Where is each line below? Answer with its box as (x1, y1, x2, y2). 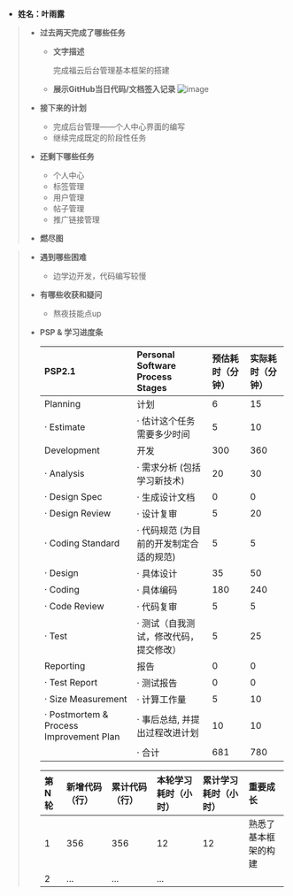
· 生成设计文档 (136, 491, 196, 503)
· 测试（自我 (136, 617, 187, 629)
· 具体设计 (136, 568, 178, 579)
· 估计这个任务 (136, 415, 196, 427)
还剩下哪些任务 (39, 151, 95, 162)
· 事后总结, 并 (136, 714, 192, 725)
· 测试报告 (136, 677, 178, 689)
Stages (136, 382, 167, 394)
